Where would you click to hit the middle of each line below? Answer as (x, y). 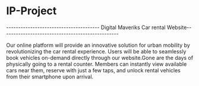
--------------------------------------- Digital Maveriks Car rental (86, 27)
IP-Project (31, 11)
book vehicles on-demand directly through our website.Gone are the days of (100, 58)
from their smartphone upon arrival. (50, 77)
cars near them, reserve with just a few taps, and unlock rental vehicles (94, 70)
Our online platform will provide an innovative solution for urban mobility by (98, 45)
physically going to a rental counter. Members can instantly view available (97, 64)
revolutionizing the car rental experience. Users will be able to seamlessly (96, 51)
